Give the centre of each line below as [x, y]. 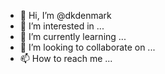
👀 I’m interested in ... [62, 26]
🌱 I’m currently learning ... [73, 36]
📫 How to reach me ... [66, 58]
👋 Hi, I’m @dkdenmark [65, 15]
